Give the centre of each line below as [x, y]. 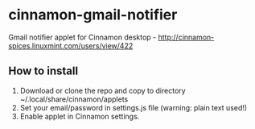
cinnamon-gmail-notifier [93, 15]
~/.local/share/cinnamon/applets [74, 99]
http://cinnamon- [186, 37]
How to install [43, 71]
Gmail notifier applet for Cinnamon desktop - [82, 37]
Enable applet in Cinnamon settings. [80, 116]
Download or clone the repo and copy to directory [103, 90]
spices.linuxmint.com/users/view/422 [71, 45]
